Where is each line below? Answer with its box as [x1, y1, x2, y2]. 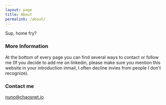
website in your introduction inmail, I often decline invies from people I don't [5, 64, 161, 70]
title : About [5, 12, 32, 17]
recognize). [5, 70, 29, 76]
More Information [5, 43, 48, 50]
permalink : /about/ [5, 16, 46, 21]
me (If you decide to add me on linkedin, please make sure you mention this [5, 59, 161, 65]
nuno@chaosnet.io [5, 93, 44, 100]
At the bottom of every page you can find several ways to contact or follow [5, 54, 159, 60]
